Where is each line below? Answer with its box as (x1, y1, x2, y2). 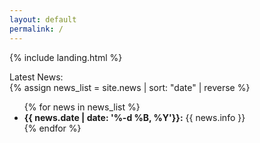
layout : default (9, 14, 77, 25)
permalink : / (9, 24, 64, 34)
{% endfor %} (23, 122, 82, 134)
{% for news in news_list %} (23, 101, 141, 113)
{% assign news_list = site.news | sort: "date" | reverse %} (9, 81, 251, 93)
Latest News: (9, 71, 64, 83)
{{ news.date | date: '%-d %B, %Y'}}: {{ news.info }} (23, 111, 246, 123)
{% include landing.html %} (9, 51, 123, 63)
